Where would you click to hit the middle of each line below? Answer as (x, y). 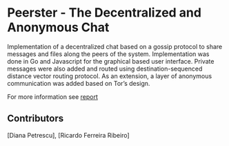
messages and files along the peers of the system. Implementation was (108, 54)
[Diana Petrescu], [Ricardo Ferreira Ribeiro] (68, 135)
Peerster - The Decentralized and (104, 13)
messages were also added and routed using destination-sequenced (105, 69)
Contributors (36, 119)
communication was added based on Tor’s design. (79, 83)
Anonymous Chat (58, 27)
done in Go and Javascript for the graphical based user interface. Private (111, 61)
